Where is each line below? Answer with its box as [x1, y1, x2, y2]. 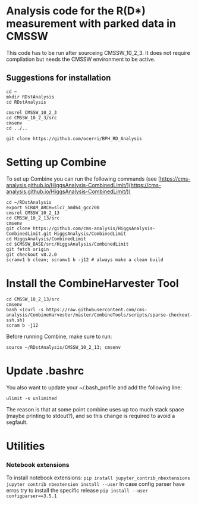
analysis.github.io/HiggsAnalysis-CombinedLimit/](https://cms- [6, 181, 162, 188]
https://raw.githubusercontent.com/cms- [46, 306, 147, 312]
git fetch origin [6, 246, 49, 252]
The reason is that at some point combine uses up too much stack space [6, 405, 184, 413]
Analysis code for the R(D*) [6, 4, 146, 18]
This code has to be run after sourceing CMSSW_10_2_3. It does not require [6, 49, 190, 56]
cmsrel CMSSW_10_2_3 [6, 109, 58, 116]
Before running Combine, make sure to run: [6, 333, 112, 340]
